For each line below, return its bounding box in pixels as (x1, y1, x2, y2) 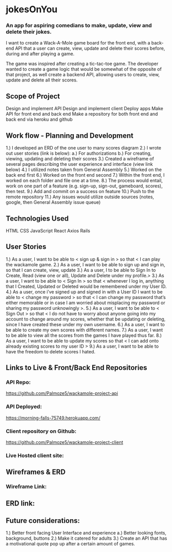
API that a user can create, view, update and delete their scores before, (15, 45, 165, 52)
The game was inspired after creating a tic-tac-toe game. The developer (6, 60, 159, 67)
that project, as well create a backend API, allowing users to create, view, (6, 72, 160, 78)
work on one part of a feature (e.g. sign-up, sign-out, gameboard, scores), (6, 183, 163, 189)
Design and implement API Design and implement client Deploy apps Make (6, 105, 163, 112)
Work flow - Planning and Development (6, 131, 134, 140)
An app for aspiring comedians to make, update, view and (6, 22, 152, 29)
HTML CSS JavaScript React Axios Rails (6, 227, 91, 233)
